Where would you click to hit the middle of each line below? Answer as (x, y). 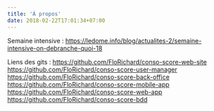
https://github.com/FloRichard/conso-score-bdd (77, 99)
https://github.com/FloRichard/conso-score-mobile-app (89, 84)
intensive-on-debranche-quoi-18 (55, 48)
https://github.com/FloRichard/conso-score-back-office (89, 77)
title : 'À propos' (34, 14)
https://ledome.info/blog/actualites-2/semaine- (134, 40)
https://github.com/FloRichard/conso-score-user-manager (92, 69)
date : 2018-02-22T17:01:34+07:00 (56, 21)
